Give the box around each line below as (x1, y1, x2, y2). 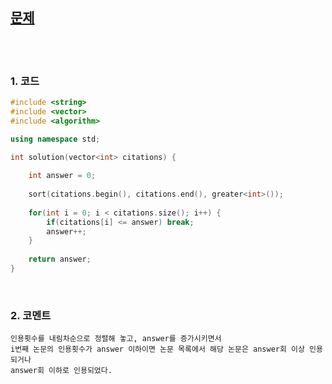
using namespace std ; (10, 134, 101, 144)
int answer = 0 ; (28, 171, 97, 181)
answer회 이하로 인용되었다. (10, 366, 113, 376)
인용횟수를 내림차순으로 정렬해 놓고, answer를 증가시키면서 (10, 334, 222, 344)
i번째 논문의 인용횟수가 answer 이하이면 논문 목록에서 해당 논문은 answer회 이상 (10, 344, 305, 355)
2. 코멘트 (10, 308, 52, 322)
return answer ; (28, 254, 92, 265)
